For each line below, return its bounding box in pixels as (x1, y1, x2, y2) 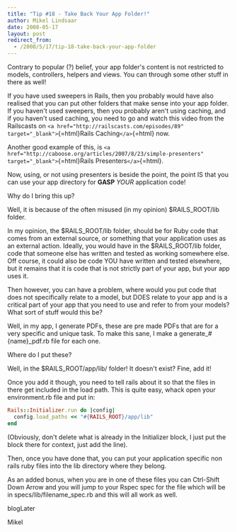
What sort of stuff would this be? (7, 308, 103, 316)
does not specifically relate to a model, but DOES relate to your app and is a (7, 293, 228, 301)
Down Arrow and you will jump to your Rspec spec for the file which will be (7, 482, 226, 491)
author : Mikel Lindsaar (7, 17, 78, 24)
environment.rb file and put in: (7, 393, 96, 401)
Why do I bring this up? (7, 192, 76, 200)
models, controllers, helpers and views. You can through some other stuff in (7, 70, 229, 79)
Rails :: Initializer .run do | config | (7, 407, 115, 414)
